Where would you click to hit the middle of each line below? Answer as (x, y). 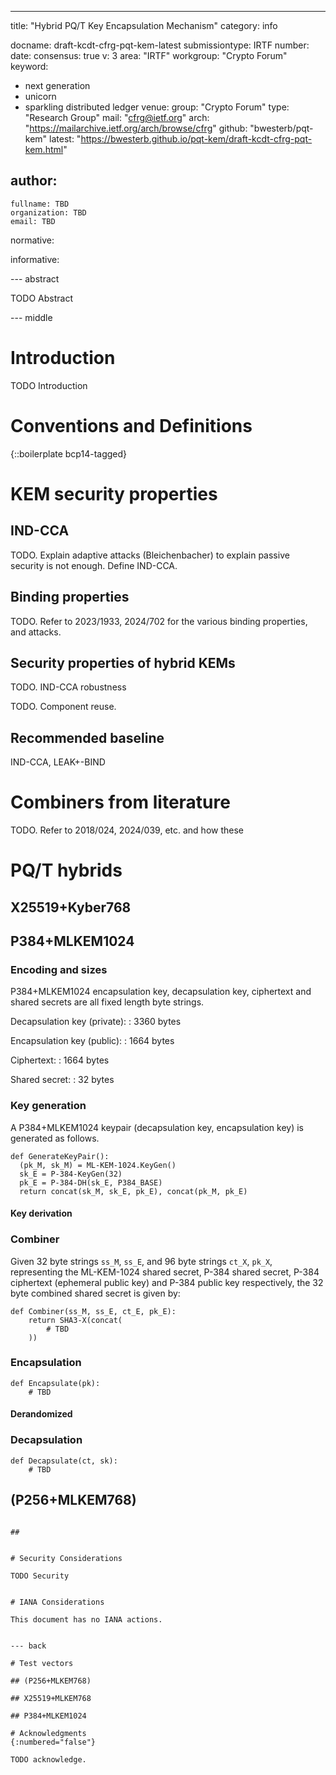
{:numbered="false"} (53, 1742)
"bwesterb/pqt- (281, 128)
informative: (35, 259)
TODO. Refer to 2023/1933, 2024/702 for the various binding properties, (159, 621)
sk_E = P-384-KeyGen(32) (71, 1174)
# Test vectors (42, 1663)
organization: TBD (48, 212)
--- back (28, 1646)
